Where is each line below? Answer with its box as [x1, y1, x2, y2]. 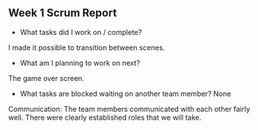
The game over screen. [8, 73, 85, 82]
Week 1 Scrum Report [8, 6, 117, 20]
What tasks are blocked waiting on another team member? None [19, 89, 232, 98]
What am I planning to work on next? [19, 58, 141, 67]
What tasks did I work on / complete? [19, 27, 143, 36]
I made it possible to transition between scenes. [8, 43, 166, 52]
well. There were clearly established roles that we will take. [8, 113, 201, 122]
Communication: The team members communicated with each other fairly [8, 104, 251, 113]
